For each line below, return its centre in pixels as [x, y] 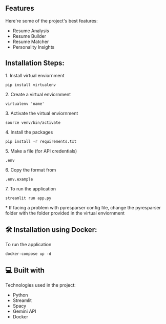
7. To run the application [31, 188]
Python [20, 295]
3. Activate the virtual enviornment [42, 113]
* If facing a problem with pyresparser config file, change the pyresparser [83, 207]
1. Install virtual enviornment [35, 75]
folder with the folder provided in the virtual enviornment [65, 213]
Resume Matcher [31, 41]
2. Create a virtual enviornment [38, 94]
